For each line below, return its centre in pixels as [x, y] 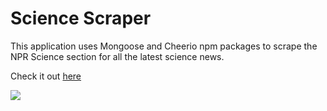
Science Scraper [81, 18]
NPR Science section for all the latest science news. [117, 56]
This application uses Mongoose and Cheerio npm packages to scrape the [164, 46]
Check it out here [46, 76]
